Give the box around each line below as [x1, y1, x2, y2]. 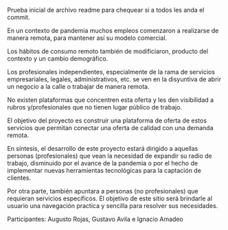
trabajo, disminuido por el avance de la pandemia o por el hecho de [7, 159, 198, 167]
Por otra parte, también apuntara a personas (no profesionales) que [7, 187, 198, 195]
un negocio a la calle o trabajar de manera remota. [7, 83, 150, 90]
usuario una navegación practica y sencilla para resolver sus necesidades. [7, 202, 218, 209]
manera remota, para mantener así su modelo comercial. [7, 34, 168, 42]
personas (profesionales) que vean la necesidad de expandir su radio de [7, 151, 212, 160]
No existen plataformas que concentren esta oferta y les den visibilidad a [7, 96, 214, 104]
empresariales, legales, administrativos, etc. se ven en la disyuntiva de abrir [7, 75, 222, 83]
